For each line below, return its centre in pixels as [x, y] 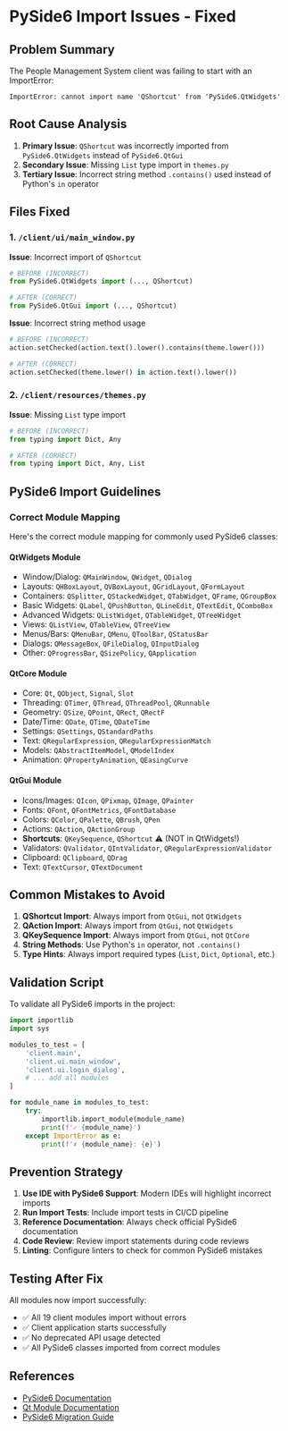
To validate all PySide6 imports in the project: [92, 1004]
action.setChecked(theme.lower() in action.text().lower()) [123, 372]
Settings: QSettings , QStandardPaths [88, 732]
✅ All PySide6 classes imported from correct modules [121, 1348]
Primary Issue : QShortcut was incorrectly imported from [125, 146]
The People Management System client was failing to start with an [131, 71]
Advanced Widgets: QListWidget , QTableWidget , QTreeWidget [132, 615]
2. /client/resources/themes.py [78, 395]
